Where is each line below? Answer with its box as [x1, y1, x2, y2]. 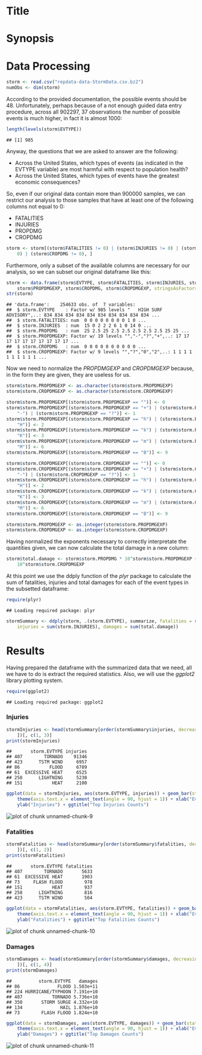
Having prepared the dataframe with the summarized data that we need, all [6, 664, 192, 671]
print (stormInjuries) [6, 738, 61, 744]
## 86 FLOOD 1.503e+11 [6, 984, 98, 990]
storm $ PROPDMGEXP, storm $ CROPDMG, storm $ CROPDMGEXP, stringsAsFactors [17, 285, 198, 291]
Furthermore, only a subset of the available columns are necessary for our [6, 261, 191, 269]
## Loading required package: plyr [6, 607, 96, 613]
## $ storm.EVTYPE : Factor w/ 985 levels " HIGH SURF [6, 307, 163, 313]
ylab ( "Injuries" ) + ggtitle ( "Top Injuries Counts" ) [17, 802, 149, 808]
